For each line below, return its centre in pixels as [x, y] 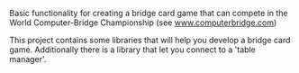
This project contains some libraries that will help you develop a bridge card [150, 40]
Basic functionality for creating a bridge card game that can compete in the [149, 13]
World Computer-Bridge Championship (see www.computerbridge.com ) [143, 23]
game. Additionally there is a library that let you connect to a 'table [133, 50]
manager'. [28, 59]
